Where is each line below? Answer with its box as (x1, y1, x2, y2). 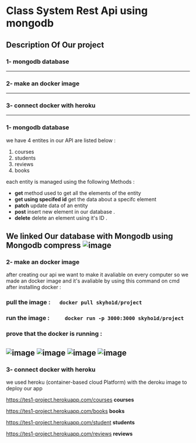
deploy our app (6, 384, 43, 392)
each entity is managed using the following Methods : (6, 178, 135, 185)
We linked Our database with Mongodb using (6, 231, 173, 241)
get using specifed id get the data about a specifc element (14, 195, 156, 202)
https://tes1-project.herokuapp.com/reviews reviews (6, 430, 133, 437)
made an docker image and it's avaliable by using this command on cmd (6, 277, 180, 284)
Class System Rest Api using (6, 4, 148, 18)
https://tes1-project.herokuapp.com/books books (6, 407, 125, 414)
